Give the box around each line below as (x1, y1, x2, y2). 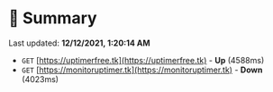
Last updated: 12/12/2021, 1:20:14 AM (8, 38, 150, 48)
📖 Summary (8, 8, 97, 29)
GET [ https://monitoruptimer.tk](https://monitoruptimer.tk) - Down (21, 64, 263, 75)
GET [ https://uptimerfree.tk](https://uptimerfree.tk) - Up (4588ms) (21, 54, 265, 65)
